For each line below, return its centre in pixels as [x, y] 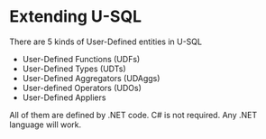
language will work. [46, 125]
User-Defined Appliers [64, 97]
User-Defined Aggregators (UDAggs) [91, 78]
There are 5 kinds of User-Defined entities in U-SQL [106, 42]
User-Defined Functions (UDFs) [81, 59]
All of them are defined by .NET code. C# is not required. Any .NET [133, 115]
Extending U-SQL [76, 17]
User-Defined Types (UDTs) [74, 69]
